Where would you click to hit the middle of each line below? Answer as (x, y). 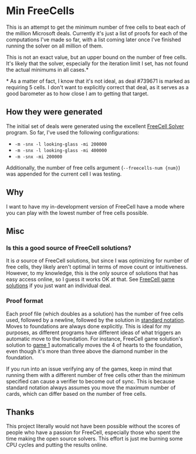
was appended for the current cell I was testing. (64, 174)
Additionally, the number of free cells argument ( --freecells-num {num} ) (93, 167)
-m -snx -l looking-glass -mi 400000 (61, 150)
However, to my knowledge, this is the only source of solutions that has (92, 273)
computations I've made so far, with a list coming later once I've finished (94, 39)
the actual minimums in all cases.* (48, 69)
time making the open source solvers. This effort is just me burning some (94, 439)
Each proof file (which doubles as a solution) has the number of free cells (95, 314)
